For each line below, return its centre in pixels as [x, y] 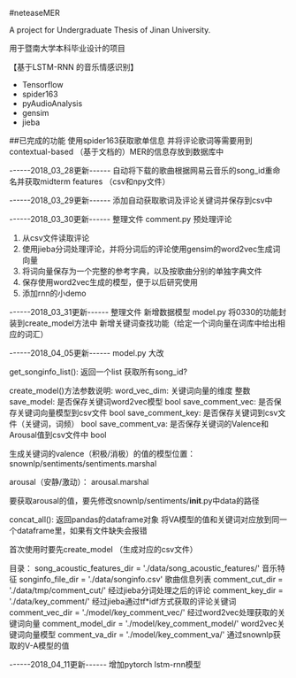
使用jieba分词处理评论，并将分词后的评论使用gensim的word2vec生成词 [151, 249]
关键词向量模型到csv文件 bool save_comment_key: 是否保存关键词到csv [147, 412]
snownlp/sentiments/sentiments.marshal [83, 463]
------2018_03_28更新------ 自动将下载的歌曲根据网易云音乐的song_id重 [141, 170]
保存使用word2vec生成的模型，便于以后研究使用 [110, 282]
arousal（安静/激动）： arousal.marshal [79, 482]
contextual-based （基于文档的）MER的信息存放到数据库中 [117, 151]
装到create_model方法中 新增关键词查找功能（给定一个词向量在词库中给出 [144, 323]
